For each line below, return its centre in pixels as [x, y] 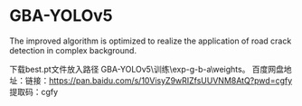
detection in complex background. [73, 50]
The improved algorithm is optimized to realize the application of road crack [151, 41]
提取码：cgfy [34, 92]
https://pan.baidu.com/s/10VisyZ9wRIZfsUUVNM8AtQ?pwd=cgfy [171, 80]
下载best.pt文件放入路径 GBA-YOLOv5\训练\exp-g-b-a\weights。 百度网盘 [147, 69]
